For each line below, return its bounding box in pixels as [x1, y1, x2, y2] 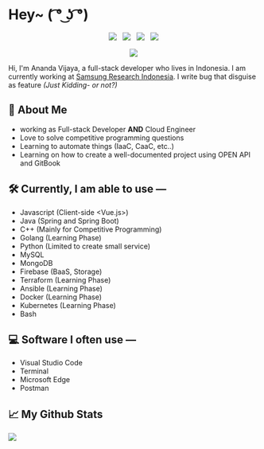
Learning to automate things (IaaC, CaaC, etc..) [19, 141, 175, 150]
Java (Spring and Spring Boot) [19, 216, 119, 225]
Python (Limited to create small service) [19, 241, 151, 251]
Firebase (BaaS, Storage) [19, 267, 103, 276]
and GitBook [19, 158, 61, 168]
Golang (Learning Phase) [19, 232, 102, 242]
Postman [19, 384, 49, 393]
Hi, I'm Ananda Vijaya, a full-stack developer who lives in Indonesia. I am [8, 63, 247, 72]
